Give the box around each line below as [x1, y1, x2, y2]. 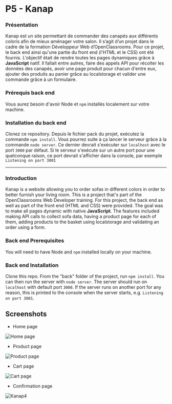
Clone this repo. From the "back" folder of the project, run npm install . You [5, 273, 165, 279]
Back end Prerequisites [5, 237, 64, 244]
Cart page [12, 363, 34, 369]
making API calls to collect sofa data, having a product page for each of [5, 214, 157, 220]
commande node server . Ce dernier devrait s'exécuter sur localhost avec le [5, 142, 166, 148]
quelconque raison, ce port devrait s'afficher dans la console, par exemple [5, 153, 163, 159]
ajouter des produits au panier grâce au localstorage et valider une [5, 71, 146, 77]
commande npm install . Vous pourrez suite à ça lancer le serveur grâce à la [5, 136, 167, 142]
